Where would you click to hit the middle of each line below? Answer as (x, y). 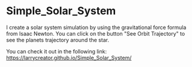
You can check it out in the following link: (57, 51)
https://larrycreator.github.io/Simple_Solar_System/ (69, 58)
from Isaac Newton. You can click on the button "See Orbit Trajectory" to (96, 33)
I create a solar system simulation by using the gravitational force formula (96, 27)
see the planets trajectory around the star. (58, 40)
